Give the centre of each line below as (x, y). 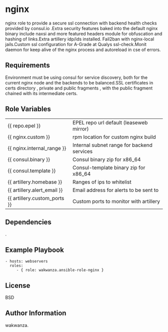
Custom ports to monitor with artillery (116, 201)
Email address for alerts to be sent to (115, 190)
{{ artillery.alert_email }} (35, 190)
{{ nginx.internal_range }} (37, 148)
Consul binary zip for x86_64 (106, 159)
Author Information (36, 313)
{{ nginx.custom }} (29, 137)
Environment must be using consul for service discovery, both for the (76, 77)
